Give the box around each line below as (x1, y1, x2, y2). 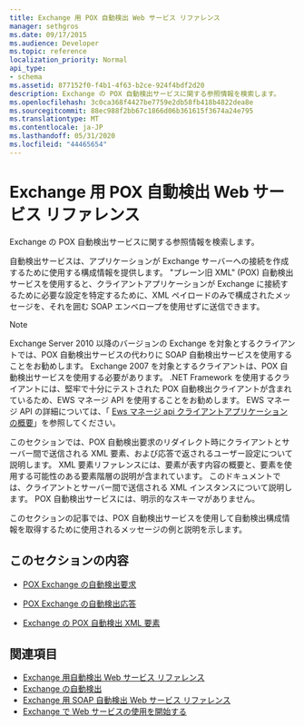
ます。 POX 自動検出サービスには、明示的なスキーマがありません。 (9, 493, 260, 504)
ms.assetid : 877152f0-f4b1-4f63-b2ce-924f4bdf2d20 (9, 81, 205, 90)
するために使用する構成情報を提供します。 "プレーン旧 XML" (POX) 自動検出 (9, 267, 294, 278)
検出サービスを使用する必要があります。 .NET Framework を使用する (16, 371, 275, 382)
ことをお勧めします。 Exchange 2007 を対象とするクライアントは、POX (9, 360, 279, 371)
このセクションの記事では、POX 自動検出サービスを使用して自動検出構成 (9, 512, 283, 523)
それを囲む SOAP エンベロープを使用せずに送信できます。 (48, 300, 265, 311)
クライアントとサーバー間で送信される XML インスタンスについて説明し (25, 482, 293, 493)
